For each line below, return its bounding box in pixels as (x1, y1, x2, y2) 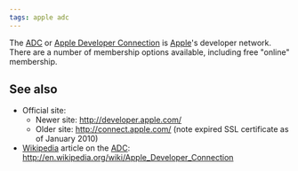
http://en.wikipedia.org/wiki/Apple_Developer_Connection (21, 152, 234, 163)
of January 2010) (35, 134, 99, 144)
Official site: (21, 105, 67, 116)
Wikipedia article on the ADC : (21, 143, 131, 153)
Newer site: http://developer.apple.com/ (35, 114, 182, 125)
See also (9, 82, 58, 97)
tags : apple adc (9, 12, 69, 22)
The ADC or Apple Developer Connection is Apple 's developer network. (9, 37, 272, 48)
